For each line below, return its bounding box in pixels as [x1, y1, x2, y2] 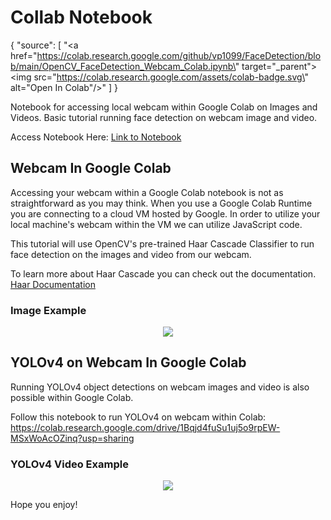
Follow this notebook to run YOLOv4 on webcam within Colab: [10, 411, 267, 423]
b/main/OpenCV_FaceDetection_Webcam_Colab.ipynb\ [10, 60, 236, 72]
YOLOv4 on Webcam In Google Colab [10, 354, 247, 371]
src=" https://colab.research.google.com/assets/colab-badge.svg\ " [33, 71, 310, 83]
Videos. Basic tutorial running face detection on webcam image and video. [10, 111, 318, 123]
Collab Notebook [10, 6, 153, 29]
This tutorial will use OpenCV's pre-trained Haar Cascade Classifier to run [10, 237, 315, 250]
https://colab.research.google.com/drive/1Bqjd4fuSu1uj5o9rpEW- [10, 421, 281, 433]
